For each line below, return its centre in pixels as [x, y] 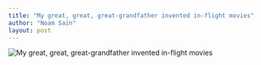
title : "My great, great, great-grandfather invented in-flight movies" [131, 15]
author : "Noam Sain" [43, 23]
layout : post [30, 30]
